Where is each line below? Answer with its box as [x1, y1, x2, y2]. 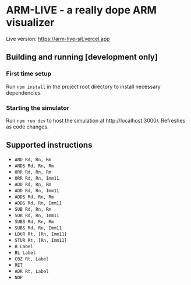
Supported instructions [6, 140, 93, 150]
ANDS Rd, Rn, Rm [14, 163, 54, 169]
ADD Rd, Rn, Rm [14, 182, 52, 187]
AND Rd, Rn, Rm [14, 157, 52, 162]
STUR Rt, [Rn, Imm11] [14, 237, 67, 243]
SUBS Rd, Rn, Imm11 [14, 225, 62, 231]
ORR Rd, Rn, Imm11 [14, 175, 59, 181]
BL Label [14, 249, 36, 256]
